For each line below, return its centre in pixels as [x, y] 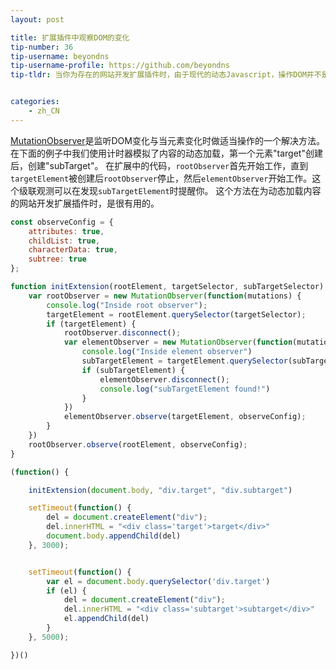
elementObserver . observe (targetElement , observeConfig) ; [185, 417]
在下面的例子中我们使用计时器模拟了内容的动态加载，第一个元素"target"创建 [166, 153]
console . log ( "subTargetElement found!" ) [185, 389]
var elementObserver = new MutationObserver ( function [178, 342]
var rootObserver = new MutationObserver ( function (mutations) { [165, 296]
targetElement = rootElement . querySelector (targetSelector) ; [176, 314]
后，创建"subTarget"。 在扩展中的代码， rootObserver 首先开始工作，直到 [159, 165]
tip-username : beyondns [60, 56]
